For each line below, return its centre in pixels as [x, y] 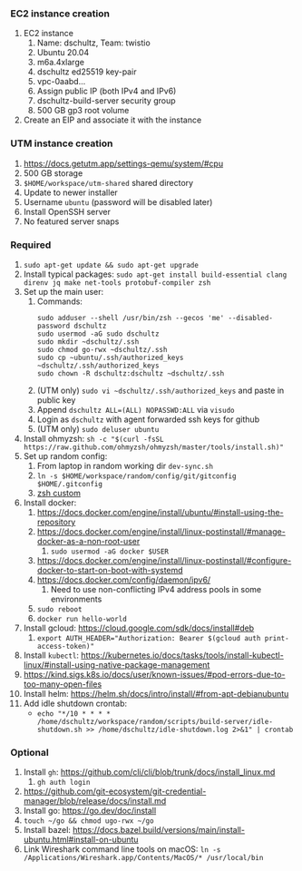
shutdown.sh [59, 729]
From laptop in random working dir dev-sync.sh [125, 465]
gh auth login [63, 783]
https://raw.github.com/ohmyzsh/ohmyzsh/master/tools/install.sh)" [153, 447]
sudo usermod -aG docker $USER [109, 552]
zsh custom [58, 493]
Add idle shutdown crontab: [75, 703]
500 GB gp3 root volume [83, 111]
